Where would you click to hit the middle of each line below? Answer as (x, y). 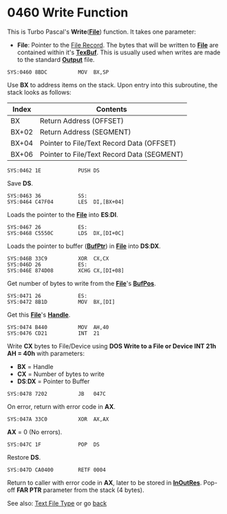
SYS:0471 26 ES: (47, 296)
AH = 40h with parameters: (46, 353)
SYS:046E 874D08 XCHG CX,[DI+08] (66, 270)
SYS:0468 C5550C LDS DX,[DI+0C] (66, 233)
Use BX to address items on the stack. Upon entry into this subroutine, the (112, 85)
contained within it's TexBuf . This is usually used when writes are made (119, 52)
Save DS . (20, 183)
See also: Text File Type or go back (57, 503)
